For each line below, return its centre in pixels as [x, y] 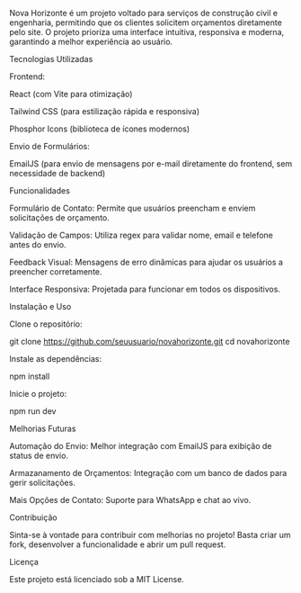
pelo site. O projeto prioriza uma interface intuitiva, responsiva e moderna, [147, 32]
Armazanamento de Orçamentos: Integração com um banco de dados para [148, 473]
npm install [30, 376]
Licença [24, 562]
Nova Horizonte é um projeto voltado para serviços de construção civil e [144, 13]
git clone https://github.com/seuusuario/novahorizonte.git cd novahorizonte [150, 341]
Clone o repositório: [46, 324]
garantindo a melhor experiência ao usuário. [91, 41]
